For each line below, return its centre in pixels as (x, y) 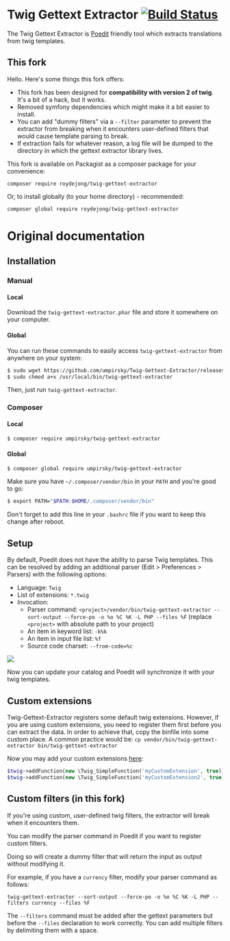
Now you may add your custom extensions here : (75, 758)
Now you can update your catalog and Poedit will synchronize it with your (111, 672)
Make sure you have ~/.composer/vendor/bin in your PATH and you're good (112, 481)
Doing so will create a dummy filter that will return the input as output (104, 856)
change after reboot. (36, 522)
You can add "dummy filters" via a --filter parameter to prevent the (114, 121)
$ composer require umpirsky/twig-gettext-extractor (84, 439)
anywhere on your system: (44, 358)
